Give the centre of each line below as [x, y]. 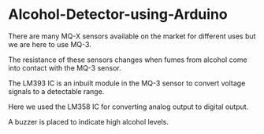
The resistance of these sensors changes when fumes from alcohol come [128, 60]
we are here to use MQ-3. [50, 44]
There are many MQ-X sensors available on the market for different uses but [132, 36]
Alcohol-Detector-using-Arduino [118, 14]
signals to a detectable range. [56, 91]
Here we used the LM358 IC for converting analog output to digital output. [128, 107]
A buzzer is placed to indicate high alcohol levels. [89, 121]
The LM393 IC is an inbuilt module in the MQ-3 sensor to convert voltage [127, 83]
